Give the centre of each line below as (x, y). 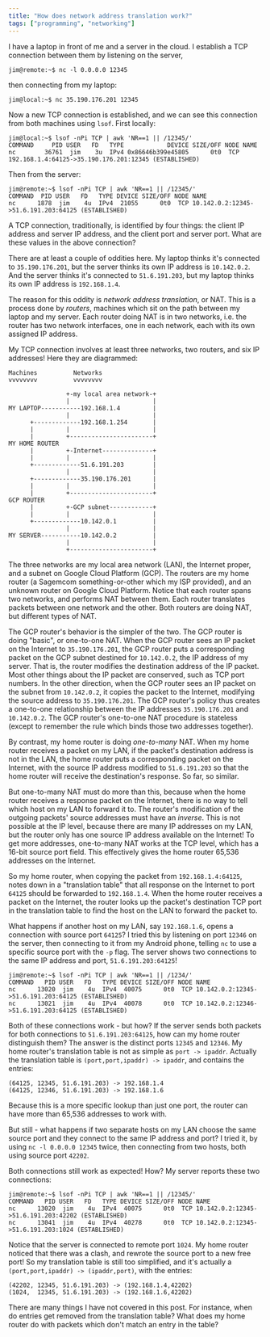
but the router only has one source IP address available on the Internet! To (131, 835)
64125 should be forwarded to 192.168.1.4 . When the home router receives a (135, 893)
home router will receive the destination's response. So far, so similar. (124, 776)
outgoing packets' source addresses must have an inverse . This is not (124, 818)
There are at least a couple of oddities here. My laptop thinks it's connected (134, 258)
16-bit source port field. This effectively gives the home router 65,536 (124, 851)
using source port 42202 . (49, 1155)
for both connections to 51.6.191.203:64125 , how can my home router (124, 1034)
